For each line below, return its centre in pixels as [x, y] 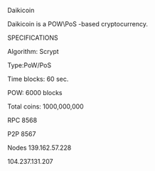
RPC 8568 [22, 120]
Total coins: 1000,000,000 [46, 106]
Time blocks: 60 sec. [38, 79]
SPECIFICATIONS [33, 38]
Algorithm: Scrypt [33, 51]
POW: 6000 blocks [35, 93]
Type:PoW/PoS [30, 65]
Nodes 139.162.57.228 [39, 148]
